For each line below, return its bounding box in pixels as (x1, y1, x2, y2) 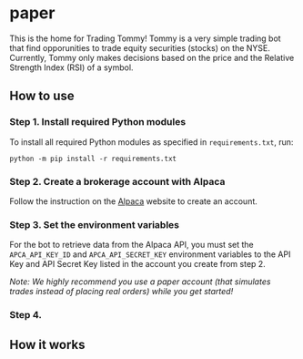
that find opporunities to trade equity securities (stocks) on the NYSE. (9, 42, 270, 53)
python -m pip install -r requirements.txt (9, 154, 177, 163)
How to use (9, 88, 75, 104)
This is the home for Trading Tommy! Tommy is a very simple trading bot (9, 33, 281, 44)
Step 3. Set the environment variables (9, 218, 180, 231)
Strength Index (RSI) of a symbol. (9, 62, 134, 73)
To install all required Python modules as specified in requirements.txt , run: (9, 136, 294, 148)
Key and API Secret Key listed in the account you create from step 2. (9, 259, 266, 270)
